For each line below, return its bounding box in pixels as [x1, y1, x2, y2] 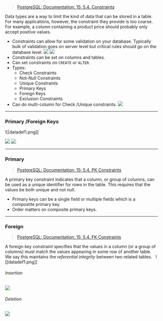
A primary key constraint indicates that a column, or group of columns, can [5, 176, 155, 182]
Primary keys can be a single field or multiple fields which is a [12, 196, 136, 202]
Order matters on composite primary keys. [12, 206, 97, 212]
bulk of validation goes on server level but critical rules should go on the [12, 44, 157, 49]
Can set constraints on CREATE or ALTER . [12, 60, 91, 65]
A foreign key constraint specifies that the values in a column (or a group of [5, 243, 156, 249]
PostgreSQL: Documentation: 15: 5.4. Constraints [16, 4, 115, 10]
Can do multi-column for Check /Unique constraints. [12, 101, 117, 107]
